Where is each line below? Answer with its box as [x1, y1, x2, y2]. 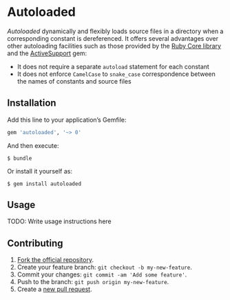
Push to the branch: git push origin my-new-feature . [17, 278, 169, 286]
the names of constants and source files [17, 77, 132, 85]
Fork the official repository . [17, 256, 94, 264]
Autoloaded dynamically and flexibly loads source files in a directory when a [7, 27, 224, 35]
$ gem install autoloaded [7, 180, 81, 187]
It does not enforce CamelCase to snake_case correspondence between [17, 70, 216, 78]
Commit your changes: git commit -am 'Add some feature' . [17, 270, 187, 279]
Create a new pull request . [17, 285, 92, 294]
